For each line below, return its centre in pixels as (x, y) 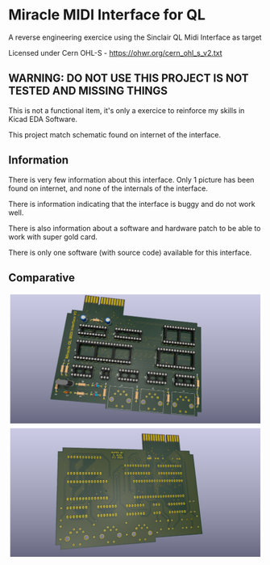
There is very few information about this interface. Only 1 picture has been (131, 179)
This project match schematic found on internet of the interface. (115, 134)
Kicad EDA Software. (43, 119)
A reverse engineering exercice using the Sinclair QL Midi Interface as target (135, 37)
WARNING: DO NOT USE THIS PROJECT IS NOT (129, 78)
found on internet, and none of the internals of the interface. (108, 188)
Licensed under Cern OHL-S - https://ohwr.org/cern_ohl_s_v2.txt (116, 53)
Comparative (42, 278)
